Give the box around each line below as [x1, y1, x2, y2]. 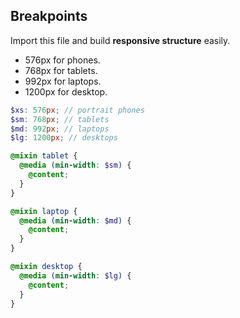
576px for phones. [24, 54, 101, 66]
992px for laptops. [24, 75, 102, 87]
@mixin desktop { [10, 262, 83, 272]
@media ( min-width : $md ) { [19, 215, 132, 226]
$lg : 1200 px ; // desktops [10, 133, 118, 143]
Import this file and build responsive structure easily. [10, 34, 231, 46]
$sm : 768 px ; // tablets [10, 114, 110, 124]
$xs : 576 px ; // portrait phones [10, 105, 145, 115]
